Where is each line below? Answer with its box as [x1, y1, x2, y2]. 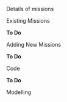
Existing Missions [6, 17, 50, 24]
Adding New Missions [6, 41, 62, 48]
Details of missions [6, 6, 54, 12]
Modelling [6, 88, 32, 96]
